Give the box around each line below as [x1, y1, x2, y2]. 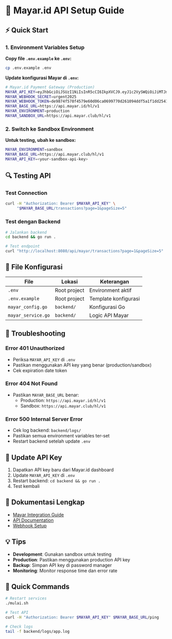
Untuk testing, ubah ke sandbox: [5, 137, 76, 143]
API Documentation [12, 517, 54, 523]
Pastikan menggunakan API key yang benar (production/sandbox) [12, 362, 152, 368]
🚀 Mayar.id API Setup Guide [5, 5, 124, 16]
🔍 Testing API [5, 172, 51, 180]
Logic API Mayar [89, 312, 129, 319]
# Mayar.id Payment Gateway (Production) [5, 84, 95, 89]
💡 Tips [5, 537, 27, 546]
